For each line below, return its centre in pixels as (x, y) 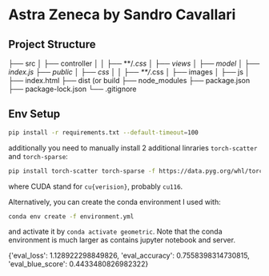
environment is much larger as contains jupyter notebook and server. (122, 240)
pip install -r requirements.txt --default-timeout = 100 (103, 132)
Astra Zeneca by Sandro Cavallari (122, 15)
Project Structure (52, 44)
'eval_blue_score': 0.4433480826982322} (78, 264)
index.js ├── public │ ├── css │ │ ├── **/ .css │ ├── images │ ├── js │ (129, 72)
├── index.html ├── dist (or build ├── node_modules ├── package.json (129, 80)
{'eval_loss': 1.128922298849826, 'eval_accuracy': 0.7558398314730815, (129, 256)
